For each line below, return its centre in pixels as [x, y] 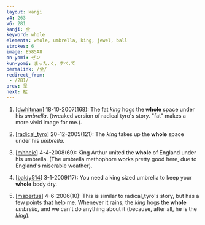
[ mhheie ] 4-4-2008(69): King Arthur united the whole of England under [106, 152]
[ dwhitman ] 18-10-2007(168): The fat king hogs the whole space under [105, 109]
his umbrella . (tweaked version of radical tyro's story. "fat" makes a [100, 116]
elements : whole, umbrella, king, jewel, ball [67, 40]
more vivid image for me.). [48, 122]
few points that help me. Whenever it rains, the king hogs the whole [101, 202]
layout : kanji [25, 12]
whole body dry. [36, 184]
